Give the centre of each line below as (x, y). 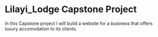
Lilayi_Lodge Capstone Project (71, 9)
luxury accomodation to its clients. (41, 28)
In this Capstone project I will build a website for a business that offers (79, 23)
